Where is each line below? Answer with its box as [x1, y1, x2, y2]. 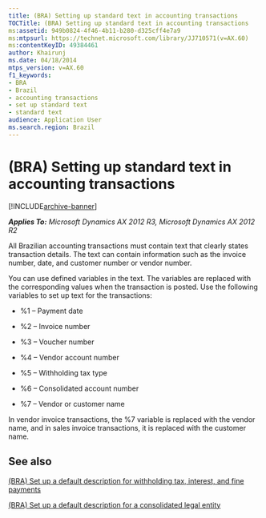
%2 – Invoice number [19, 321, 91, 331]
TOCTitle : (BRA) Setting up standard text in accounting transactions [8, 19, 249, 27]
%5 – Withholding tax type [19, 367, 108, 377]
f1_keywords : [8, 71, 52, 79]
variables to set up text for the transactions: [8, 290, 152, 300]
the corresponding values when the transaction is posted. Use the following [8, 282, 258, 291]
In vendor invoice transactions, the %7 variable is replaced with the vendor [8, 414, 256, 424]
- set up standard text [8, 101, 88, 109]
